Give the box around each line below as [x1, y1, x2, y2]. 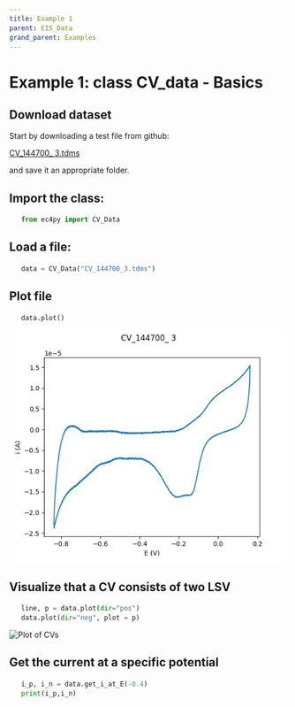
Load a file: [9, 240, 72, 255]
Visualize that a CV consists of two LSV [9, 580, 231, 595]
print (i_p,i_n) [20, 688, 77, 698]
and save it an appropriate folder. [9, 165, 130, 176]
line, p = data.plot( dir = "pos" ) [20, 604, 140, 613]
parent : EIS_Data [9, 23, 73, 33]
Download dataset [9, 107, 112, 122]
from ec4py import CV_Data [20, 215, 121, 225]
